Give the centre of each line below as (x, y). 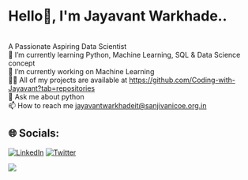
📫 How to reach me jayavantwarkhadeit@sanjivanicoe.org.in (107, 105)
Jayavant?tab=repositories (52, 88)
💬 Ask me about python (46, 96)
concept (22, 63)
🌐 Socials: (34, 133)
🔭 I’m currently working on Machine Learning (81, 71)
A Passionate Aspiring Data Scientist (68, 46)
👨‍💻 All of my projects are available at (68, 80)
